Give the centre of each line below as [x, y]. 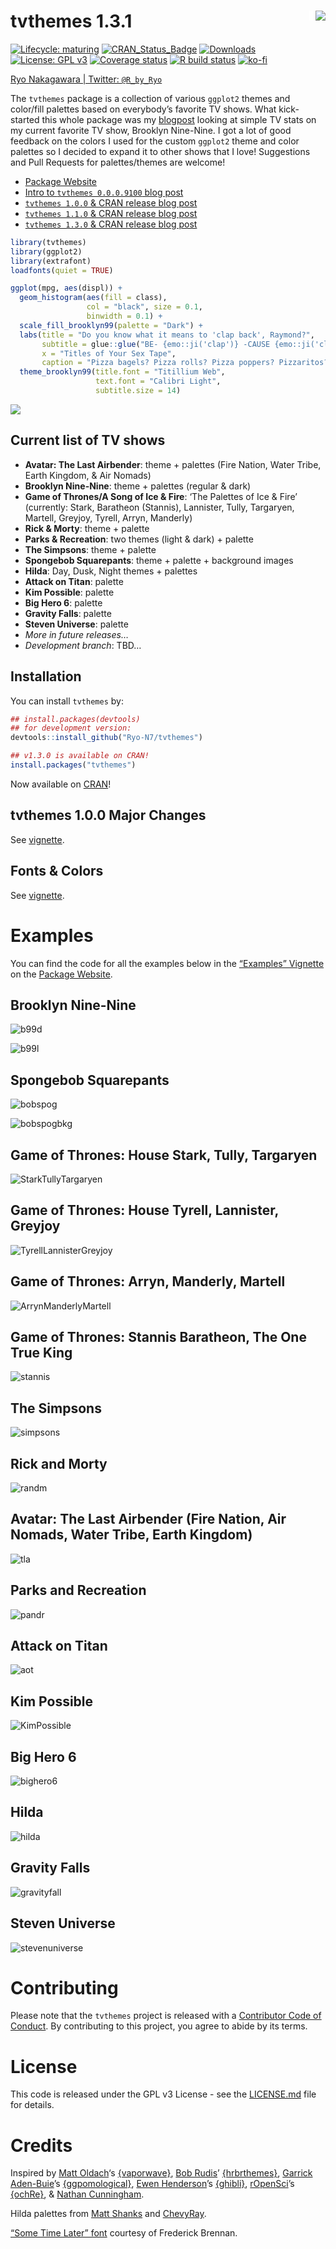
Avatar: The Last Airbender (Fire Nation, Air [148, 1519]
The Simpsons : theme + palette [90, 549]
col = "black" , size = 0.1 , [144, 307]
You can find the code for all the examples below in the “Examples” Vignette [167, 963]
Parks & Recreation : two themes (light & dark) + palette [139, 539]
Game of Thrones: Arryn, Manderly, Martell [148, 1281]
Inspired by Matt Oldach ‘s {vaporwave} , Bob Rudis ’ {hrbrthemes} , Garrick [161, 2173]
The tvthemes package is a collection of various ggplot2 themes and [150, 98]
